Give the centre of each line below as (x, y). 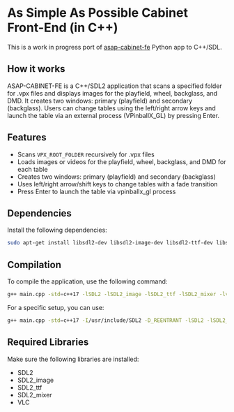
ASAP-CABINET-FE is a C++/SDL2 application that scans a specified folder (115, 86)
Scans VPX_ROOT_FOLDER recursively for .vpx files (86, 154)
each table (32, 169)
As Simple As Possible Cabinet (97, 13)
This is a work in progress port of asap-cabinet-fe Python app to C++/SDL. (115, 47)
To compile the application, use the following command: (87, 281)
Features (27, 138)
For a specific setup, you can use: (56, 307)
